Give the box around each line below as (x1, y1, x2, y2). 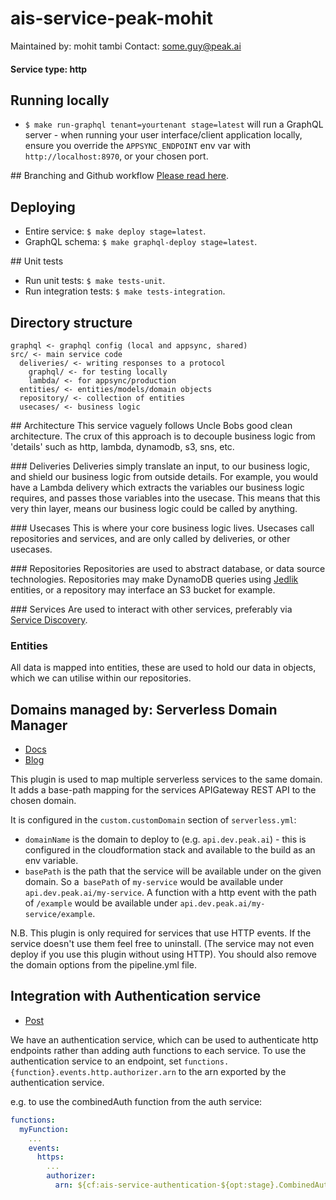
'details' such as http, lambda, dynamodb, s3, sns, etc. (10, 440, 235, 452)
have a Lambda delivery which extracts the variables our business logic (10, 481, 305, 493)
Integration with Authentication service (10, 988, 262, 1005)
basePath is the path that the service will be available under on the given (24, 865, 322, 877)
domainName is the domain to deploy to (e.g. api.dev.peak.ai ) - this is (24, 833, 307, 846)
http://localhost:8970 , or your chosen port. (24, 150, 209, 162)
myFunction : (19, 1124, 70, 1134)
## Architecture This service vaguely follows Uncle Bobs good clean (10, 419, 293, 431)
